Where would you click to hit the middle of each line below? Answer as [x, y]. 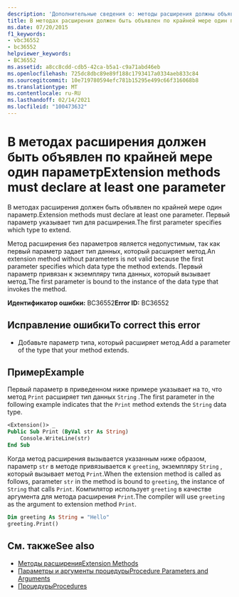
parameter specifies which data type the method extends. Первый [105, 266]
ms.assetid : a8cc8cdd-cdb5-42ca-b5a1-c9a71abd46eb [84, 67]
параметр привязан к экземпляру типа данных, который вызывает [109, 274]
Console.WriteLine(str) [55, 439]
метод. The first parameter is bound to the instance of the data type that [113, 281]
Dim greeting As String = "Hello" [59, 517]
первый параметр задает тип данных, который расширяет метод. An [111, 251]
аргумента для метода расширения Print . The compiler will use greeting [116, 497]
